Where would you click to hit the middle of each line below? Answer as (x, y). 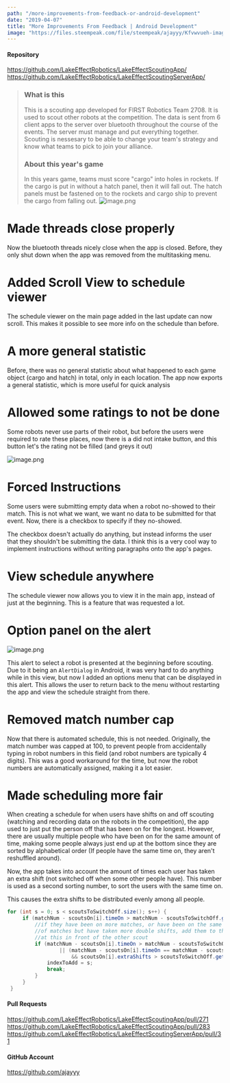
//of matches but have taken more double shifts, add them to (125, 931)
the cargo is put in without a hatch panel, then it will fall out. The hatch (123, 187)
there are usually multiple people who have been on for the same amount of (114, 836)
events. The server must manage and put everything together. (111, 132)
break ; (56, 969)
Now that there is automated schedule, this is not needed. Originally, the (109, 738)
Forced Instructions (64, 487)
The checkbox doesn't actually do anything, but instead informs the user (110, 534)
